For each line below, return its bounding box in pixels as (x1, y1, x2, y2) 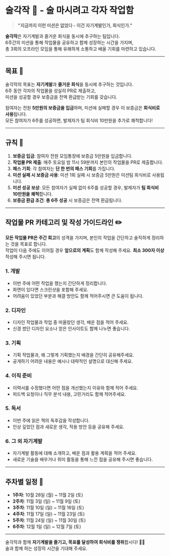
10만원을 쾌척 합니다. (12, 191, 53, 197)
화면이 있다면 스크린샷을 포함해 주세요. (12, 286, 89, 292)
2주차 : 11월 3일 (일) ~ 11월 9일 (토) (12, 498, 81, 504)
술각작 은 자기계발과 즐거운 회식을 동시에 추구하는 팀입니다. (5, 33, 120, 39)
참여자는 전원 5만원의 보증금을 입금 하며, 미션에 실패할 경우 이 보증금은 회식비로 (5, 104, 160, 110)
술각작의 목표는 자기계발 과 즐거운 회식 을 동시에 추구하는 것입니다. (5, 81, 134, 87)
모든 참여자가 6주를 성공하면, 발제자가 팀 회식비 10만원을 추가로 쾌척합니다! (5, 117, 153, 123)
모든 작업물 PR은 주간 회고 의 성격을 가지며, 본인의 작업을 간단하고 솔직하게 (5, 235, 151, 241)
